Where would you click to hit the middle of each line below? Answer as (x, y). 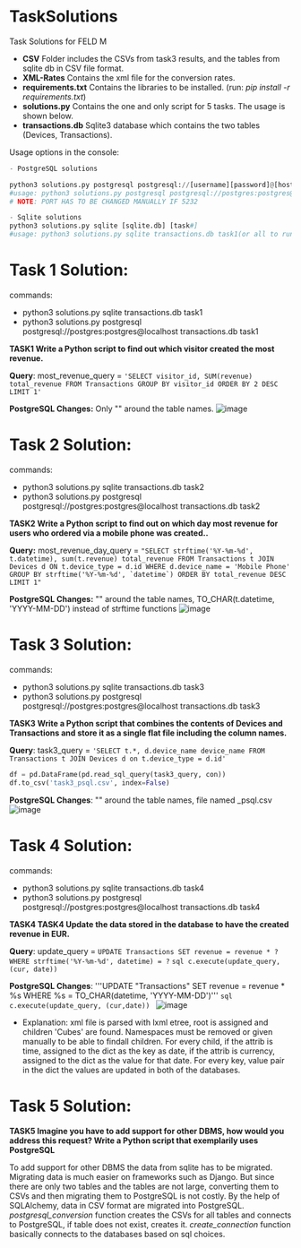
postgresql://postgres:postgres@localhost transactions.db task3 (141, 706)
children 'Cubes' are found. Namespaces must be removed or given (147, 1031)
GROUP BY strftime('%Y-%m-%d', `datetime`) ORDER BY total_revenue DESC (148, 574)
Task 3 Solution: (71, 645)
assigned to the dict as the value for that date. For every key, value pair (153, 1060)
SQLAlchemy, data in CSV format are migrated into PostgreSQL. (127, 1205)
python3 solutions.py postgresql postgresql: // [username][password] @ (142, 185)
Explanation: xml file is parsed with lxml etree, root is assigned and (145, 1022)
